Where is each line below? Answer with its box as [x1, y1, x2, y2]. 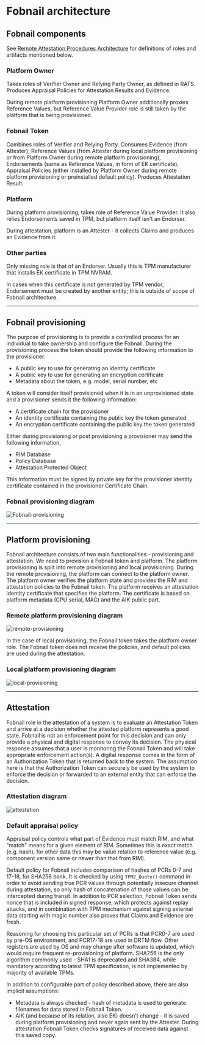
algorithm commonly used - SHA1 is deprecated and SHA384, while [6, 956, 176, 963]
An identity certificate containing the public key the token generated [15, 414, 187, 422]
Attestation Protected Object [15, 464, 87, 471]
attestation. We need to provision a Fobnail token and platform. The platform [6, 557, 198, 565]
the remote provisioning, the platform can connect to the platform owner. [6, 570, 189, 578]
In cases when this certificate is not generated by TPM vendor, [6, 281, 164, 288]
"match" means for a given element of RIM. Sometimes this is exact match [6, 842, 193, 849]
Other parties [6, 248, 47, 257]
